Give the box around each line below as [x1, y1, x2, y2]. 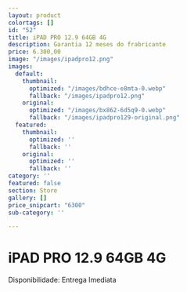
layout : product [8, 11, 61, 20]
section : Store [8, 186, 58, 195]
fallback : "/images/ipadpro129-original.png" [28, 114, 180, 122]
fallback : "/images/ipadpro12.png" [28, 92, 146, 100]
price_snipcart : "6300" [8, 201, 86, 209]
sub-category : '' [8, 209, 65, 217]
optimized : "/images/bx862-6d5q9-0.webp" [28, 107, 167, 115]
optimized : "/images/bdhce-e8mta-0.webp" [28, 84, 167, 93]
